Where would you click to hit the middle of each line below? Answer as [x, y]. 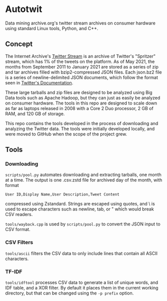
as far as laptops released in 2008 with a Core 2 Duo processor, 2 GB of [79, 108]
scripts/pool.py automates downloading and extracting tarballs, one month [83, 175]
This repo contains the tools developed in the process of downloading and [82, 123]
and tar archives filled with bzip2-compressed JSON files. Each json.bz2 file [83, 72]
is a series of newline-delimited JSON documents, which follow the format [82, 77]
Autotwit [24, 9]
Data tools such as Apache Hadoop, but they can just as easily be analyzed [83, 97]
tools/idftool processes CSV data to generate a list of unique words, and [82, 282]
